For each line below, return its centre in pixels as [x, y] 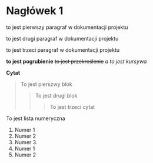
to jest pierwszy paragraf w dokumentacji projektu [67, 27]
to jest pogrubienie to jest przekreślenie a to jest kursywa [76, 61]
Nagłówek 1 [35, 11]
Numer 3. [26, 142]
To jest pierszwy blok [46, 84]
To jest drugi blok [56, 95]
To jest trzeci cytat [72, 107]
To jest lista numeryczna [36, 118]
